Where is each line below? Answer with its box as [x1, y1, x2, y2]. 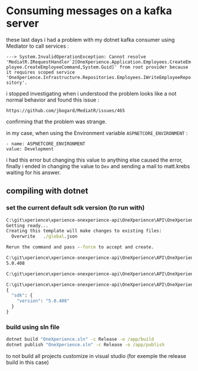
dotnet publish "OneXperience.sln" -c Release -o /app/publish [6, 342, 165, 348]
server [6, 17, 39, 30]
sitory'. [6, 80, 28, 86]
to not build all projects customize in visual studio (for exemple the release [6, 352, 187, 359]
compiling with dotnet [6, 186, 88, 196]
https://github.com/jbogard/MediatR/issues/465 [6, 107, 126, 113]
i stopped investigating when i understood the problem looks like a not [6, 90, 177, 97]
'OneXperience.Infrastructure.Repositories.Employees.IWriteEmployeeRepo [6, 74, 192, 80]
